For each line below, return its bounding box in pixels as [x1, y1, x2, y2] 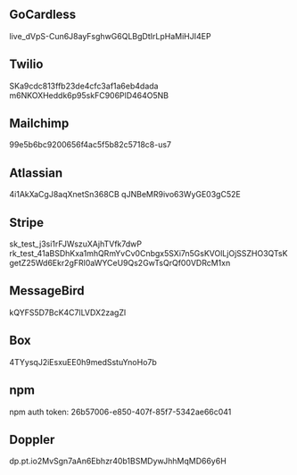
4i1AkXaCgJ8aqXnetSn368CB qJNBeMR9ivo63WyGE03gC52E [9, 189, 241, 200]
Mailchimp [9, 116, 70, 131]
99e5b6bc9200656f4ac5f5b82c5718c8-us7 [9, 139, 172, 150]
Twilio [9, 57, 44, 72]
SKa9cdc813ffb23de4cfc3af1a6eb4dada [9, 80, 159, 91]
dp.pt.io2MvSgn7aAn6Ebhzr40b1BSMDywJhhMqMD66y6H [9, 455, 227, 467]
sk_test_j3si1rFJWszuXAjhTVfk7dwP [9, 238, 143, 249]
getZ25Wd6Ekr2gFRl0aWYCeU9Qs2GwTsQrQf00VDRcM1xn [9, 258, 231, 269]
